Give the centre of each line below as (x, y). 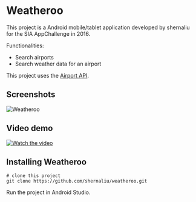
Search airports (34, 57)
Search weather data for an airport (58, 64)
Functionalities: (25, 45)
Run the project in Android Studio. (48, 192)
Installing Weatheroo (46, 162)
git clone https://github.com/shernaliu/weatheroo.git (77, 181)
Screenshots (31, 95)
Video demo (30, 128)
